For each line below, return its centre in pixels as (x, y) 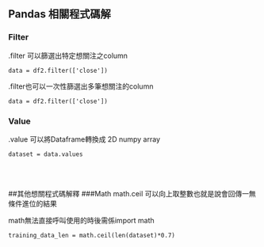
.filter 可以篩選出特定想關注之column (68, 55)
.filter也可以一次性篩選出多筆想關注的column (81, 86)
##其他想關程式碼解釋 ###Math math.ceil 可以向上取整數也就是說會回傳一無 (132, 193)
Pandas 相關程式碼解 (59, 14)
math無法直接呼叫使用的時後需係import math (81, 220)
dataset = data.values (46, 154)
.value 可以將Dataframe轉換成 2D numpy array (84, 139)
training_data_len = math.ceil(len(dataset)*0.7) (92, 235)
